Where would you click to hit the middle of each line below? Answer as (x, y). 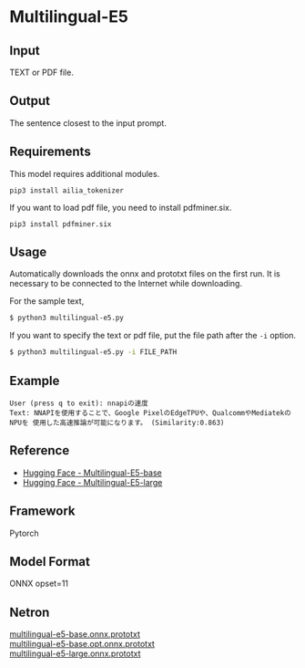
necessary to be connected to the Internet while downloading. (126, 284)
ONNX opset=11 (39, 584)
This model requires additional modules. (85, 173)
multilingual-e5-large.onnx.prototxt (75, 653)
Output (30, 101)
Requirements (50, 152)
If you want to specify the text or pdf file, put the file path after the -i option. (153, 336)
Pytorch (24, 533)
